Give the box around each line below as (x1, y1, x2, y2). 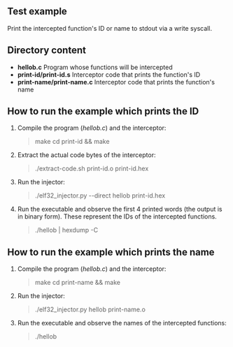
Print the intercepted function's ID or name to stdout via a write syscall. (7, 24, 212, 32)
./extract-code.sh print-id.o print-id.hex (34, 164, 149, 173)
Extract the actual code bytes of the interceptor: (17, 151, 156, 159)
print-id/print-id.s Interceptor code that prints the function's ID (17, 70, 201, 79)
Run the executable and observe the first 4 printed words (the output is (17, 205, 223, 214)
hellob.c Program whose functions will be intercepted (17, 63, 173, 71)
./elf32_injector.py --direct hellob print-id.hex (34, 191, 166, 200)
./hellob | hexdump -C (34, 226, 99, 235)
